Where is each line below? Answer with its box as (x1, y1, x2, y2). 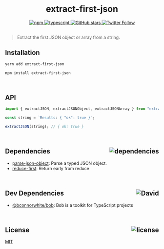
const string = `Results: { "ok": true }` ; (5, 115, 95, 121)
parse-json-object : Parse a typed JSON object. (12, 160, 107, 166)
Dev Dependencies (5, 189, 64, 198)
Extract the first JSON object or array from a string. (17, 34, 121, 40)
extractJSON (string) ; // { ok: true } (5, 124, 84, 129)
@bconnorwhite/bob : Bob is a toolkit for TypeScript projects (12, 202, 133, 208)
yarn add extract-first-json (5, 61, 64, 67)
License (5, 225, 30, 234)
